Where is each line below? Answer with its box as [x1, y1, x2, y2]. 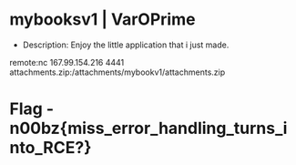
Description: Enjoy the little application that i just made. [22, 39, 230, 50]
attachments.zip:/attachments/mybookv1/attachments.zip [9, 67, 226, 77]
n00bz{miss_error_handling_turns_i [9, 119, 288, 139]
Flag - [9, 98, 55, 119]
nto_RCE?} [9, 138, 92, 159]
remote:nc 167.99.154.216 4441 [9, 57, 125, 67]
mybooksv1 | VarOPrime [9, 9, 196, 30]
